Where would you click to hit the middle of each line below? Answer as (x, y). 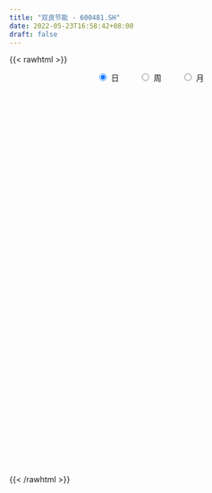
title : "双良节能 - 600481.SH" (65, 17)
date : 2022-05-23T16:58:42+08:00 (72, 26)
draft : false (34, 34)
